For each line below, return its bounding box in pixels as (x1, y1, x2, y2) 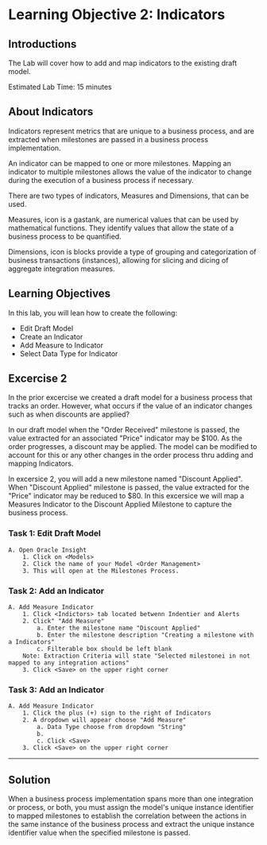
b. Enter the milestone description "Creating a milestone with (37, 631, 254, 639)
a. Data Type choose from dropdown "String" (37, 723, 187, 731)
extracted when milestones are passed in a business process (8, 134, 209, 144)
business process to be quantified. (8, 231, 122, 241)
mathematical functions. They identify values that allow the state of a (8, 223, 234, 232)
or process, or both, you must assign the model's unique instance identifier (8, 803, 254, 812)
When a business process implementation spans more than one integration (8, 794, 254, 804)
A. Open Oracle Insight (8, 546, 87, 554)
